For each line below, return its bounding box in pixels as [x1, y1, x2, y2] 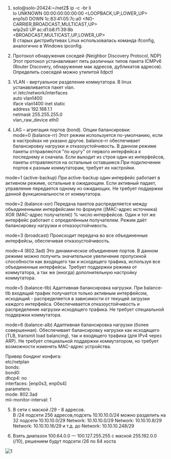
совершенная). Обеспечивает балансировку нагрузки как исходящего [5, 327, 160, 333]
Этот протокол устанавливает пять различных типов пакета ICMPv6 [12, 58, 162, 64]
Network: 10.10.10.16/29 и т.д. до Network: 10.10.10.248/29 [12, 423, 134, 429]
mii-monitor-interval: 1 [5, 397, 52, 403]
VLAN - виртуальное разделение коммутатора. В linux [12, 79, 132, 85]
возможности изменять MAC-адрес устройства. [5, 344, 111, 349]
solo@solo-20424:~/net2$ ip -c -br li [12, 5, 91, 11]
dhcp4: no [5, 375, 27, 381]
